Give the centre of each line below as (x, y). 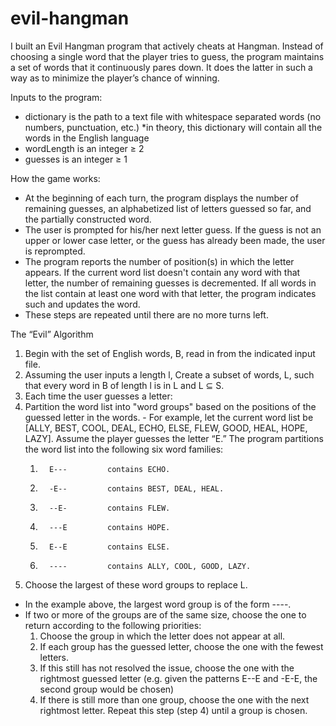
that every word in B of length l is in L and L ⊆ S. (124, 385)
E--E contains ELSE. (109, 547)
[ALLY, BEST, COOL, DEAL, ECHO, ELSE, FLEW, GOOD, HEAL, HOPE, (166, 428)
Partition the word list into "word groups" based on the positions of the (170, 406)
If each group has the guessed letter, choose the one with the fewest (181, 646)
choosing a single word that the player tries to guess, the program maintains (167, 56)
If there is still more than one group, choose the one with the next (174, 699)
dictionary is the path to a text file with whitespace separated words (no (173, 116)
